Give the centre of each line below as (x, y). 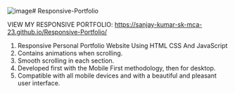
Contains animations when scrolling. (70, 53)
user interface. (39, 83)
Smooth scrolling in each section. (66, 61)
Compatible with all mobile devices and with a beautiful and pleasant (117, 75)
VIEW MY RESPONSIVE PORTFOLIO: (61, 24)
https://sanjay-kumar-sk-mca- (159, 24)
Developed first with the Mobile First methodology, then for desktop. (116, 68)
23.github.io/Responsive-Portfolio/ (57, 32)
